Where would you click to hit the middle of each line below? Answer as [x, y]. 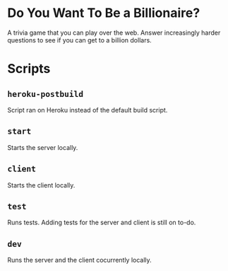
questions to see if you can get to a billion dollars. [79, 40]
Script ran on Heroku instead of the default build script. [88, 110]
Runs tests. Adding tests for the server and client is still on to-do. [102, 223]
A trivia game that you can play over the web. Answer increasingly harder [114, 33]
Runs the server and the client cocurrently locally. [79, 260]
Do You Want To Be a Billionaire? [104, 13]
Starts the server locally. [43, 147]
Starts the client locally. [41, 185]
